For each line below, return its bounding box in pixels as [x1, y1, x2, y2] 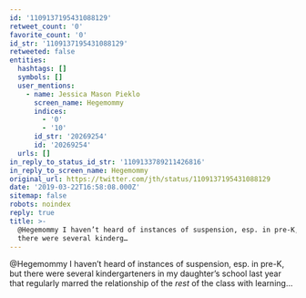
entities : [9, 56, 47, 65]
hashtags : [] [17, 65, 67, 74]
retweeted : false [9, 47, 76, 57]
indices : [33, 107, 67, 116]
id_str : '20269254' [33, 132, 107, 141]
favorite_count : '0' [9, 30, 88, 39]
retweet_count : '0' [9, 22, 84, 31]
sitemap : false [9, 191, 67, 200]
